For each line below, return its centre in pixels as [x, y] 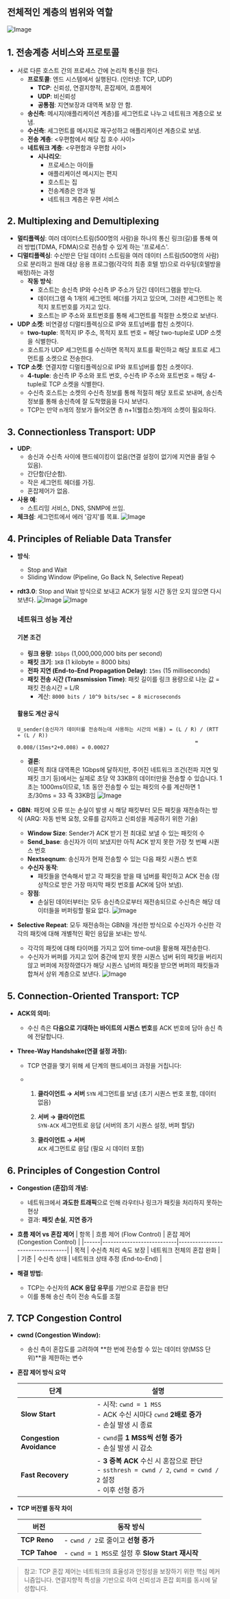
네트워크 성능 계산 [44, 619]
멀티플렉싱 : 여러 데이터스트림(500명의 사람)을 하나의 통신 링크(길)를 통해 [114, 238]
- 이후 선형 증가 [121, 1490]
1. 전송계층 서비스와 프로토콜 [63, 52]
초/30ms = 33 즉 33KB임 [61, 795]
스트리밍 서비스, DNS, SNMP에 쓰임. [76, 508]
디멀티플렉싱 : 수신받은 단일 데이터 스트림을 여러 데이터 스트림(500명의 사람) [118, 255]
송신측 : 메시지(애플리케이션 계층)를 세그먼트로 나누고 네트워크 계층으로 [121, 113]
